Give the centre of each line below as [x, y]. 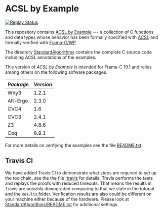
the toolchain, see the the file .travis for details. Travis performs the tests [79, 178]
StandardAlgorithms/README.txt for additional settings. [62, 204]
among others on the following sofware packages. [56, 72]
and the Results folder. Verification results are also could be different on [79, 194]
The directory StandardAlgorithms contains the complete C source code [79, 52]
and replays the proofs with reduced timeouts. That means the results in [79, 183]
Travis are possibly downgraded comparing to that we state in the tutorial [80, 188]
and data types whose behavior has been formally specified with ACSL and [81, 37]
